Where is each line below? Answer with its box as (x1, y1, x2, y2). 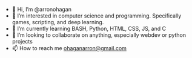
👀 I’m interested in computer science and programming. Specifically (12, 12, 182, 19)
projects (12, 38, 33, 45)
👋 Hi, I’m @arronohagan (12, 6, 71, 13)
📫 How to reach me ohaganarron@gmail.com (12, 45, 127, 51)
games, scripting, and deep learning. (12, 19, 104, 25)
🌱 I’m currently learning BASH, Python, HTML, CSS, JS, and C (12, 25, 167, 32)
